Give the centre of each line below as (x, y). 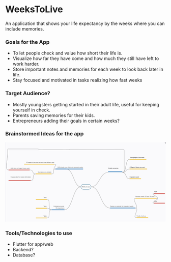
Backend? (23, 250)
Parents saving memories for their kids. (54, 115)
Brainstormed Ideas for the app (45, 134)
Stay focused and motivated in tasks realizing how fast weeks (77, 80)
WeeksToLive (34, 9)
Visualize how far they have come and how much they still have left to (86, 59)
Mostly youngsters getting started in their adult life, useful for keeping (86, 104)
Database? (24, 255)
